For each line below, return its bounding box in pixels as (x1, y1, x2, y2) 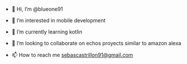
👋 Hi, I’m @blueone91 (11, 6, 63, 12)
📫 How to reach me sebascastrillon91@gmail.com (11, 52, 133, 58)
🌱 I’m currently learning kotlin (11, 28, 83, 35)
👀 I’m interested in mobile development (11, 17, 106, 23)
